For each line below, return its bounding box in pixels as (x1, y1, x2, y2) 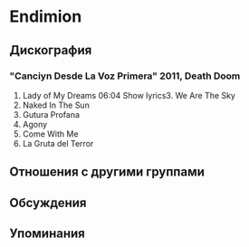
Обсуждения (9, 195, 87, 210)
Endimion (9, 6, 82, 27)
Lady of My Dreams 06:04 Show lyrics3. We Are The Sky (22, 90, 235, 100)
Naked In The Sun (22, 100, 91, 110)
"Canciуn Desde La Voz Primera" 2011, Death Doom (9, 70, 241, 82)
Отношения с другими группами (9, 165, 206, 180)
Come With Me (22, 128, 79, 139)
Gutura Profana (22, 109, 80, 119)
